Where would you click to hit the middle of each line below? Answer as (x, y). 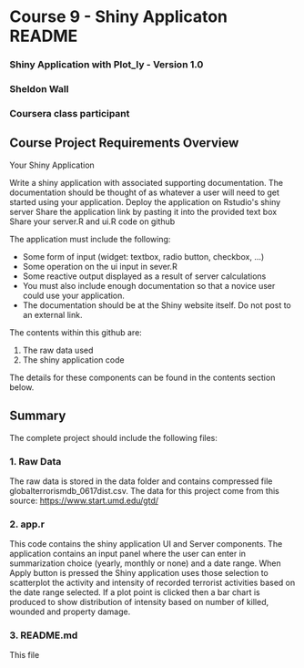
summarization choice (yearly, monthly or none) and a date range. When (145, 563)
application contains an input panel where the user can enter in (128, 554)
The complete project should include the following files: (114, 437)
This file (25, 655)
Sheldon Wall (39, 89)
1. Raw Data (35, 461)
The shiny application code (73, 360)
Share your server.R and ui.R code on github (92, 221)
